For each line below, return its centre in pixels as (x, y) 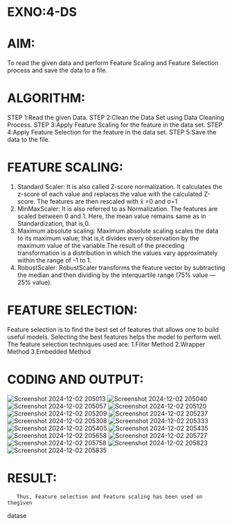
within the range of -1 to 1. (54, 260)
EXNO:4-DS (42, 12)
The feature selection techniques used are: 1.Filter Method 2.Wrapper (106, 344)
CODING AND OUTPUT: (75, 380)
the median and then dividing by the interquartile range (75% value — (116, 275)
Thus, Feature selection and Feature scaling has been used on (109, 497)
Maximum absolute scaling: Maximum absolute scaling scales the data (118, 231)
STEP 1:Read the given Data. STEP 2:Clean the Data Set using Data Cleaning (116, 118)
